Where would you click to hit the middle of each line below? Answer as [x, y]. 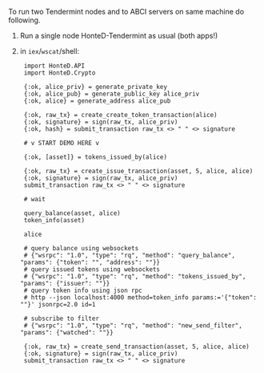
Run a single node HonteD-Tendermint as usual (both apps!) [119, 36]
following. [24, 20]
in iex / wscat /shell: [50, 51]
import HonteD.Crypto [60, 73]
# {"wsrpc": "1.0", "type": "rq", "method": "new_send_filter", [133, 326]
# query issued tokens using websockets [92, 270]
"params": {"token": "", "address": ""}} [90, 262]
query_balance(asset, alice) [72, 213]
